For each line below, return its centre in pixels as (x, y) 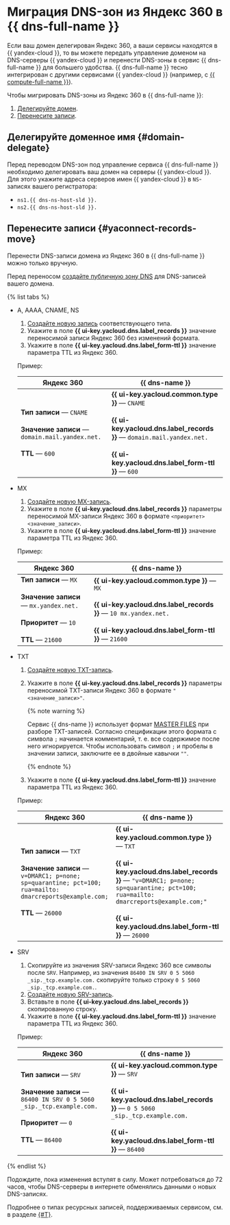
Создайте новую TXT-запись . (71, 669)
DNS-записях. (27, 1193)
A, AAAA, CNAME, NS (48, 310)
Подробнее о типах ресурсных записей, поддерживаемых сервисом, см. (115, 1207)
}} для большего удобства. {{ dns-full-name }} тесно (112, 67)
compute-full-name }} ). (40, 82)
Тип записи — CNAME (54, 412)
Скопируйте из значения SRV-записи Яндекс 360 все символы (119, 965)
